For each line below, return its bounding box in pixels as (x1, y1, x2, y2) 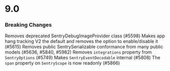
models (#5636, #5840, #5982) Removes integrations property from (5, 49, 152, 55)
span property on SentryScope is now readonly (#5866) (5, 60, 120, 66)
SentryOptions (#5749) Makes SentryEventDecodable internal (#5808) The (5, 55, 160, 61)
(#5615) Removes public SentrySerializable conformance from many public (5, 44, 164, 50)
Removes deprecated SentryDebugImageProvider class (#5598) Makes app (5, 33, 165, 39)
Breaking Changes (5, 21, 52, 29)
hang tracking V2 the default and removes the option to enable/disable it (5, 38, 158, 44)
